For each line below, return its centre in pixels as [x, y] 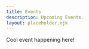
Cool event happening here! [40, 40]
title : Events [24, 12]
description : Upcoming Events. [45, 17]
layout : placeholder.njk [37, 23]
